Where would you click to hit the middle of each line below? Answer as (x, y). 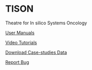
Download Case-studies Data (36, 52)
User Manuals (20, 32)
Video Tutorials (21, 42)
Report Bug (17, 62)
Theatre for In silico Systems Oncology (46, 23)
